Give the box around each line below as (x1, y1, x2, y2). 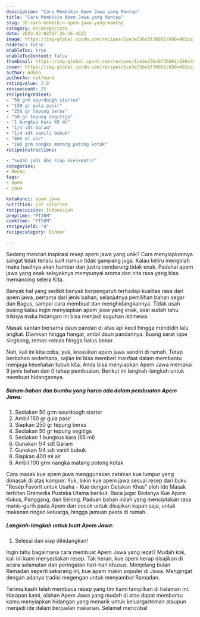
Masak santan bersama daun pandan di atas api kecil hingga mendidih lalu (6, 324, 189, 331)
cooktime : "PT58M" (6, 218, 52, 224)
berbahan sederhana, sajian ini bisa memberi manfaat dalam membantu (6, 354, 182, 361)
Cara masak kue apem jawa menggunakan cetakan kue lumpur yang (6, 470, 174, 477)
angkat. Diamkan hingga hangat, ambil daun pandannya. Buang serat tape (6, 330, 187, 338)
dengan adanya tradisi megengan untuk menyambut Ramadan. (6, 574, 160, 581)
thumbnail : (6, 58, 33, 64)
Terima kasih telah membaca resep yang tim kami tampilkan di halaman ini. (6, 585, 190, 592)
